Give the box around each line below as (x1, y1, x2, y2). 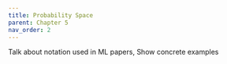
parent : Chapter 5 (8, 19, 69, 27)
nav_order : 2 (8, 26, 51, 34)
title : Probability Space (8, 11, 93, 20)
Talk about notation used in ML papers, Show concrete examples (8, 48, 219, 57)
